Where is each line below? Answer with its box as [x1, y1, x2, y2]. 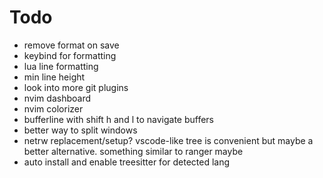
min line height [23, 71, 86, 83]
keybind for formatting [23, 49, 117, 61]
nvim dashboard [23, 92, 91, 104]
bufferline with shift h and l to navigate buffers [23, 113, 214, 125]
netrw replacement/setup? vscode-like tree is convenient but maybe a [23, 134, 314, 146]
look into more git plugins [23, 81, 129, 93]
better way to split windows [23, 124, 138, 136]
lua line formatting [23, 60, 99, 72]
